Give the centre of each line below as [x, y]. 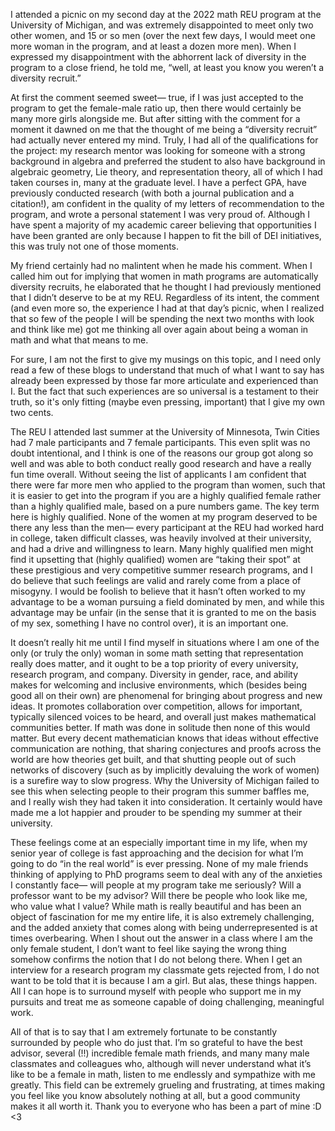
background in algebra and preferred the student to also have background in [168, 161]
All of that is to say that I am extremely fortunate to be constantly [144, 1032]
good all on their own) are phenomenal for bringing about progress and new [166, 695]
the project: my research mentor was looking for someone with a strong [158, 150]
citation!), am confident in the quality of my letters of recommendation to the [167, 203]
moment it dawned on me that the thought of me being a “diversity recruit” [164, 129]
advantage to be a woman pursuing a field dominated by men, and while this [167, 602]
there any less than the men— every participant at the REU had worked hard [167, 527]
